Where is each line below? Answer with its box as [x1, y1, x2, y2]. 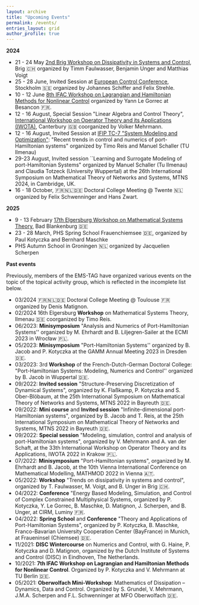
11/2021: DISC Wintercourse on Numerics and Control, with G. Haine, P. [14, 541, 191, 548]
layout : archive [6, 8, 46, 15]
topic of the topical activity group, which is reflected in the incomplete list [6, 278, 186, 286]
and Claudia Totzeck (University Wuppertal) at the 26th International [14, 168, 182, 175]
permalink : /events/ [6, 20, 58, 26]
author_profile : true [6, 31, 60, 37]
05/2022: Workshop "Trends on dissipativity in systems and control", [14, 477, 185, 484]
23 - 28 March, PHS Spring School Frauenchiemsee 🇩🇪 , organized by [14, 230, 188, 237]
